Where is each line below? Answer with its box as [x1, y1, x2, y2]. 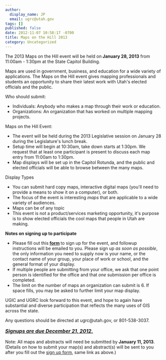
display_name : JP [9, 12, 46, 17]
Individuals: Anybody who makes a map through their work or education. [12, 103, 161, 109]
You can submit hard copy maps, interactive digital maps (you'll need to [12, 184, 159, 190]
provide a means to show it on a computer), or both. [12, 189, 119, 195]
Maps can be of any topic [12, 205, 65, 211]
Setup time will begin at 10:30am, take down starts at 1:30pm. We [12, 144, 146, 149]
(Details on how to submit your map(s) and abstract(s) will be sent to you [5, 344, 154, 350]
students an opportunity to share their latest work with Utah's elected [5, 78, 147, 84]
